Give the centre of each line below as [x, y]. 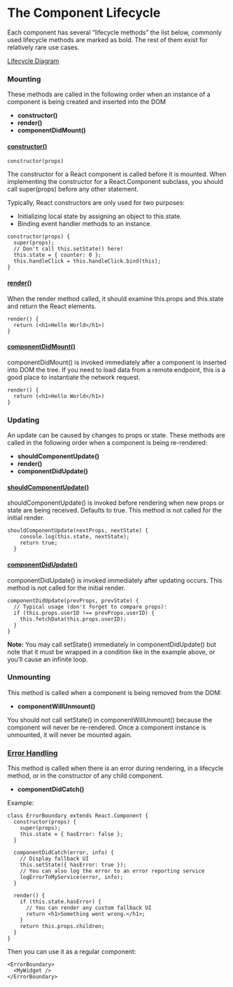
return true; [39, 543]
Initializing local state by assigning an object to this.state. [99, 216]
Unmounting [29, 677]
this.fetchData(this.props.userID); [73, 619]
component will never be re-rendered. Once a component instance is [107, 727]
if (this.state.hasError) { [61, 902]
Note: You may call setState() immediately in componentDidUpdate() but [112, 644]
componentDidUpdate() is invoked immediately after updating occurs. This [115, 580]
